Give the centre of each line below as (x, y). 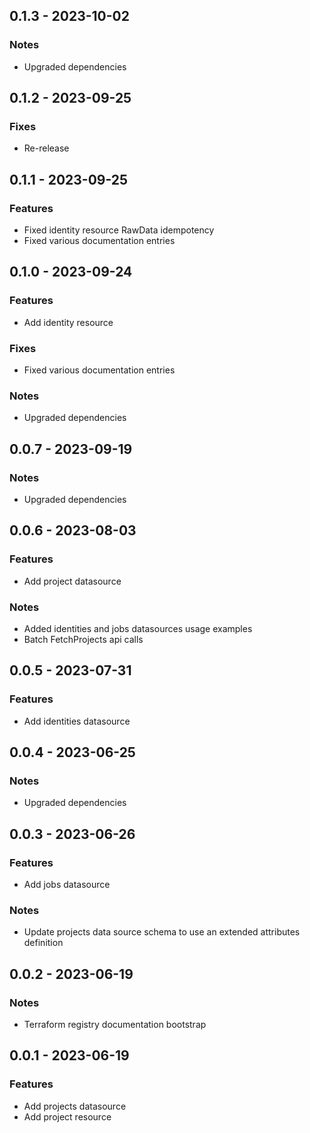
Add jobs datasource (67, 885)
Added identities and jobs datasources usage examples (138, 629)
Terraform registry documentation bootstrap (115, 1025)
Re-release (46, 148)
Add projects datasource (75, 1106)
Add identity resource (68, 322)
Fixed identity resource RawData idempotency (119, 230)
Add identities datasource (77, 721)
